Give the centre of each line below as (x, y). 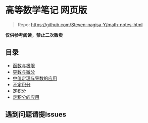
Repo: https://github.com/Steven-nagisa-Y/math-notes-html (80, 24)
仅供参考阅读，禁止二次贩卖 (34, 35)
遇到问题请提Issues (36, 115)
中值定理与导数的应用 (35, 78)
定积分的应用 (26, 97)
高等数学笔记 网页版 (46, 10)
